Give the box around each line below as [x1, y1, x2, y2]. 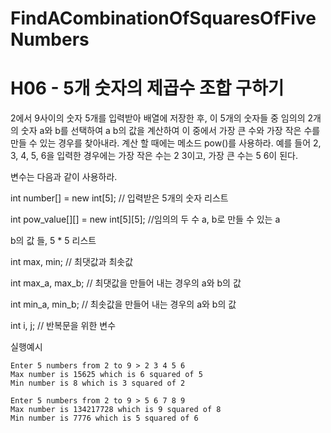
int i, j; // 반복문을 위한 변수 [10, 320, 117, 332]
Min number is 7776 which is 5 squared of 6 [10, 413, 199, 424]
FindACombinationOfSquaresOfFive [10, 7, 317, 30]
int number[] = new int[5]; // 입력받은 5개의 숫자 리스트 [10, 192, 229, 204]
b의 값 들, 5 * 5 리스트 [10, 235, 97, 247]
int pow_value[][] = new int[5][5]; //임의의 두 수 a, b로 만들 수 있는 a [10, 213, 281, 226]
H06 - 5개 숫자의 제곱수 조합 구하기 [10, 77, 285, 100]
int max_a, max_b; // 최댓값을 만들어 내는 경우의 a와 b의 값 [10, 277, 242, 289]
